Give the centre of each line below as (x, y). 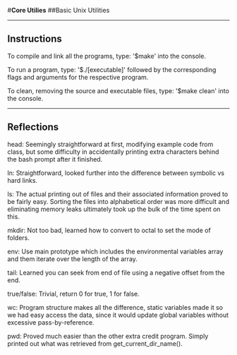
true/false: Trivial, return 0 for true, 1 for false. (73, 294)
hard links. (22, 180)
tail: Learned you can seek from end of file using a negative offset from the (116, 272)
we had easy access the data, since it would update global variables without (118, 315)
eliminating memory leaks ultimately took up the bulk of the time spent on (114, 209)
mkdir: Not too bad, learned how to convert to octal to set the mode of (109, 230)
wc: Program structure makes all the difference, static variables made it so (115, 307)
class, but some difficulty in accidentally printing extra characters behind (113, 152)
